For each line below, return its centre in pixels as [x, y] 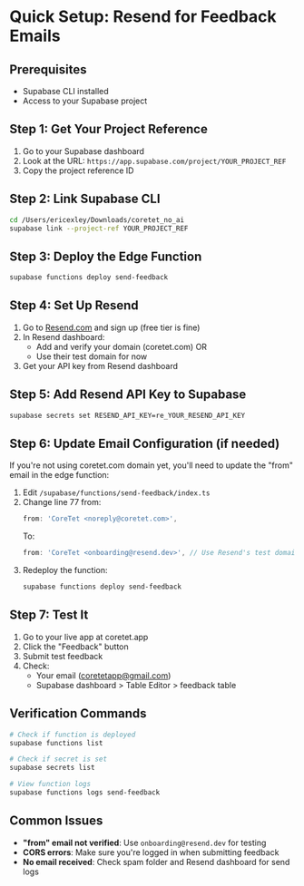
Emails [35, 36]
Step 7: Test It [49, 615]
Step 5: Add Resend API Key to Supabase [128, 395]
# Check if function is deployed [73, 735]
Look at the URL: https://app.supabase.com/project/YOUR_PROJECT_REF [154, 161]
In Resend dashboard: [64, 336]
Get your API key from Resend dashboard [100, 365]
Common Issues [56, 821]
